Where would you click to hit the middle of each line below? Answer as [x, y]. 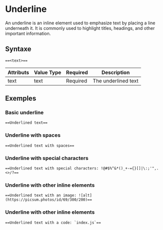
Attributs [18, 72]
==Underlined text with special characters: [52, 168]
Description [116, 72]
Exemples [21, 99]
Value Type [48, 72]
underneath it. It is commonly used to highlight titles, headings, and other [80, 28]
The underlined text [116, 80]
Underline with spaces [33, 135]
